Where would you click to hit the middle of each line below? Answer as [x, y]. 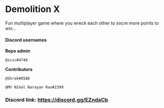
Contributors [19, 69]
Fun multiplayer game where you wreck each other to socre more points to [82, 23]
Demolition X [32, 9]
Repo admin [18, 51]
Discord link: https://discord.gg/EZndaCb [57, 100]
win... [11, 28]
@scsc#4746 [16, 60]
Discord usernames [26, 40]
